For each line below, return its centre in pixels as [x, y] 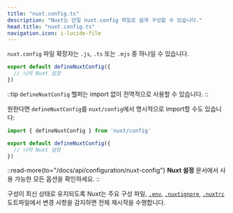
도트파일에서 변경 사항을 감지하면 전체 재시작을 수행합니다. [87, 203]
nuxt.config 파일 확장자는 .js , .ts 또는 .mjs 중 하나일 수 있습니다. [98, 54]
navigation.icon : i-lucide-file [54, 33]
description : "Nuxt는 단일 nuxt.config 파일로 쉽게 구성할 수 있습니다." [105, 20]
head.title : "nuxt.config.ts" [51, 26]
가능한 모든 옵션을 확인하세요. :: [57, 179]
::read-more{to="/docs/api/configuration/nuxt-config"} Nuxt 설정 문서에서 [113, 171]
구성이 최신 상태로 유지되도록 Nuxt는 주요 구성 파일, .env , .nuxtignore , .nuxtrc [116, 194]
